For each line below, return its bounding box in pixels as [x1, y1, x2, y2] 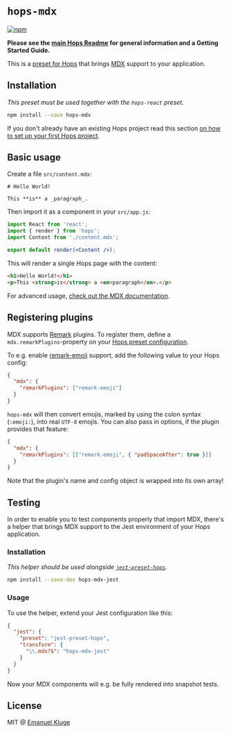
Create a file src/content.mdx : [7, 170, 92, 178]
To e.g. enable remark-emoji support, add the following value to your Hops [7, 351, 220, 359]
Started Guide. [7, 46, 50, 54]
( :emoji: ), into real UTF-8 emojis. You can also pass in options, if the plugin [7, 417, 220, 426]
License [7, 700, 42, 711]
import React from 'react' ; [7, 221, 89, 228]
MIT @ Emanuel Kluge [7, 718, 71, 727]
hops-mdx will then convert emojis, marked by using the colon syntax [7, 410, 201, 418]
